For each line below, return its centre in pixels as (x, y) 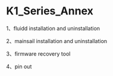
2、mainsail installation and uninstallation (57, 41)
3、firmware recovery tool (38, 54)
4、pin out (19, 66)
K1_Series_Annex (50, 11)
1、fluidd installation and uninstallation (53, 28)
